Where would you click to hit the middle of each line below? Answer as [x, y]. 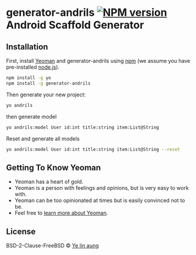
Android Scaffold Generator [75, 25]
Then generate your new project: [46, 95]
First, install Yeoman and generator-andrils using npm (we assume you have [98, 61]
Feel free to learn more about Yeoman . [61, 213]
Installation [27, 47]
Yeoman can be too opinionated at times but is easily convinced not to [100, 200]
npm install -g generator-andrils [49, 83]
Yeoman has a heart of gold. [49, 182]
